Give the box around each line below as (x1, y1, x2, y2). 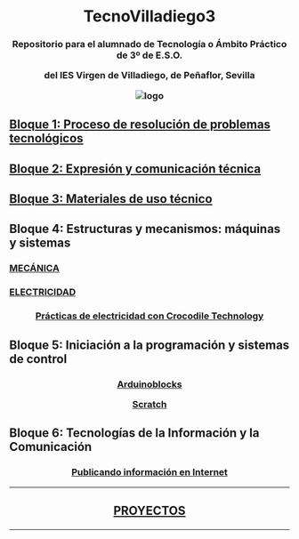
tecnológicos (9, 131, 84, 146)
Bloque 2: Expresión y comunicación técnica (9, 161, 262, 176)
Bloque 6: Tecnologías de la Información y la (9, 425, 260, 441)
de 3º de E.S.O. (116, 49, 183, 61)
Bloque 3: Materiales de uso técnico (9, 191, 213, 206)
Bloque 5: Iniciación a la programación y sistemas (9, 337, 290, 352)
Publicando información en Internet (70, 466, 229, 479)
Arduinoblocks (117, 378, 182, 390)
